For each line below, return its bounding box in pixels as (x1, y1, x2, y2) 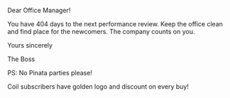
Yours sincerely (7, 41, 53, 49)
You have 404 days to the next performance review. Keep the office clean (7, 20, 224, 28)
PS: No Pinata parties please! (7, 69, 92, 77)
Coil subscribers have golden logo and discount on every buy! (7, 82, 190, 91)
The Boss (7, 55, 35, 63)
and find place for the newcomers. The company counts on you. (7, 28, 195, 36)
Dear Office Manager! (7, 6, 71, 14)
